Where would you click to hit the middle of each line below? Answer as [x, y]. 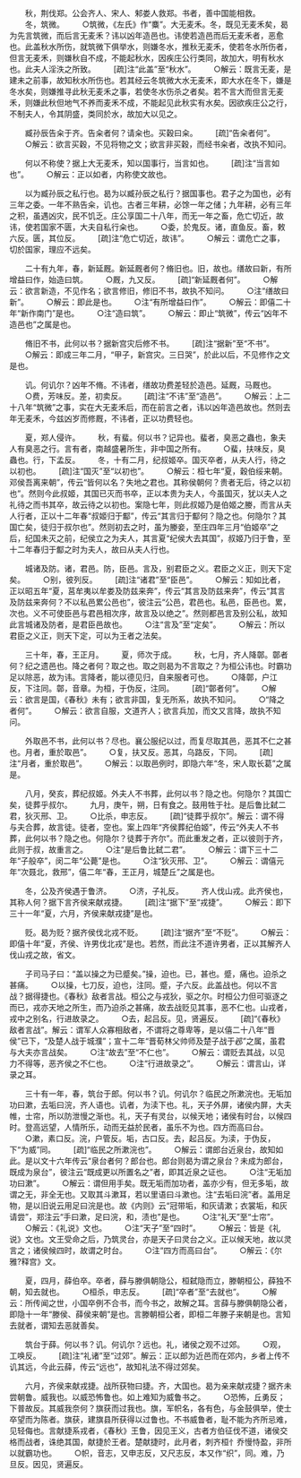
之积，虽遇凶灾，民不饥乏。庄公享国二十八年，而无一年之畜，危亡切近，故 [146, 216]
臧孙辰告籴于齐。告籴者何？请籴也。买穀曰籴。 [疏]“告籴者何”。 [150, 133]
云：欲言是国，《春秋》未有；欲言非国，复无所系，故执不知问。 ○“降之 [147, 700]
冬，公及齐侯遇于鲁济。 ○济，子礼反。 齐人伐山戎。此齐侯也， [156, 891]
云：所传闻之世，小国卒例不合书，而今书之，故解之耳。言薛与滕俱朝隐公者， [150, 1303]
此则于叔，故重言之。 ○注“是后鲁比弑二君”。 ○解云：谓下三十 [140, 850]
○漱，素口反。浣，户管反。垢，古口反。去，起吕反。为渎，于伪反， [150, 1139]
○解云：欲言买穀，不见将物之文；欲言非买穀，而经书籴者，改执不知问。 [158, 144]
